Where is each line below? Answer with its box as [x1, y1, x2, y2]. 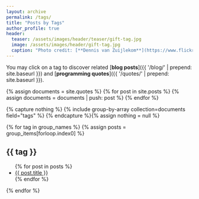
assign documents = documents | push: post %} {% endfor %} [6, 94, 159, 101]
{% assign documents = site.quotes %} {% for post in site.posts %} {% [6, 87, 179, 95]
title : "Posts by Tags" [6, 20, 65, 26]
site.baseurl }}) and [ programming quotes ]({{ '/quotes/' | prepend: [6, 70, 169, 77]
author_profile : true [6, 25, 60, 31]
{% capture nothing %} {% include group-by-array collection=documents [6, 105, 185, 113]
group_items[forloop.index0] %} [6, 129, 85, 137]
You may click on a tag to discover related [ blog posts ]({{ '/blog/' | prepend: [6, 64, 192, 71]
